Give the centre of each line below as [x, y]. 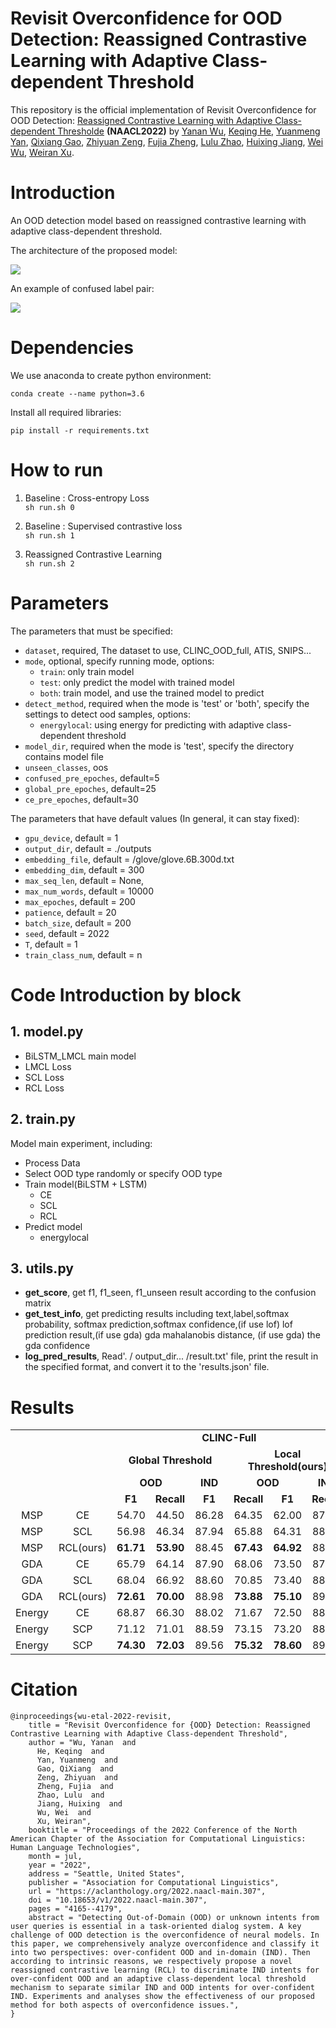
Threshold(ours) [287, 1467]
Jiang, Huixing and [79, 1804]
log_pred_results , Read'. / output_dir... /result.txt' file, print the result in [171, 1356]
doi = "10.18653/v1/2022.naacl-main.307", [118, 1900]
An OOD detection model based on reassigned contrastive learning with [158, 220]
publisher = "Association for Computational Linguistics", [154, 1883]
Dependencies [72, 348]
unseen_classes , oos [66, 767]
